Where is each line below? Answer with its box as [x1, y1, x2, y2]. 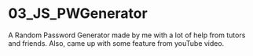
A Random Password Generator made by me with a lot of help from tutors [8, 30, 246, 40]
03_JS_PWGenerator [8, 5, 148, 23]
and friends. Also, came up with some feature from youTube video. [8, 38, 225, 47]
